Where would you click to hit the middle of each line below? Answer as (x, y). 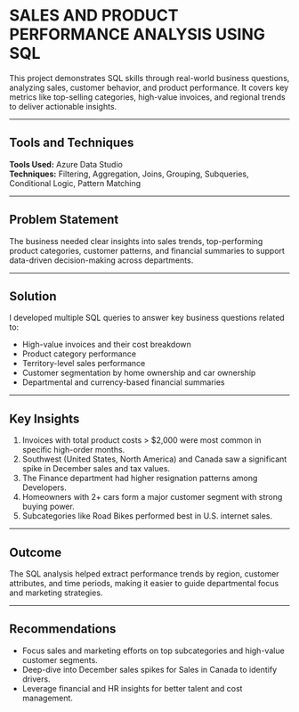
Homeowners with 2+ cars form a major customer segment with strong (152, 497)
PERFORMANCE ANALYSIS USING (137, 34)
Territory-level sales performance (84, 364)
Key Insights (44, 418)
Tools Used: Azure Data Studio (66, 164)
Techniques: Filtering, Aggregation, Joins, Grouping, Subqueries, (129, 174)
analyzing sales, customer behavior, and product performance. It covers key (149, 87)
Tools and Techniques (72, 143)
